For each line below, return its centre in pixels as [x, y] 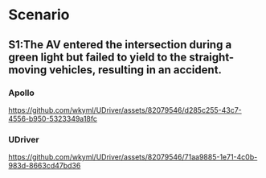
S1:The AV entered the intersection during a [120, 45]
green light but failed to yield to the [98, 57]
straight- [211, 57]
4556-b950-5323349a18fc [53, 118]
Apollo [21, 93]
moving [28, 70]
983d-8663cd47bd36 [45, 166]
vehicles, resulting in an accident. [136, 70]
